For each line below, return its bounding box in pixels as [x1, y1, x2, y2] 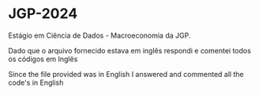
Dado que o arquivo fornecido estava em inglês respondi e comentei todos [8, 46, 251, 55]
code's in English [8, 78, 64, 87]
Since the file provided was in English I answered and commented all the [8, 69, 244, 79]
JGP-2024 [8, 5, 78, 23]
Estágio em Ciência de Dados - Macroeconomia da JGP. [8, 31, 191, 40]
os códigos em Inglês [8, 54, 78, 64]
